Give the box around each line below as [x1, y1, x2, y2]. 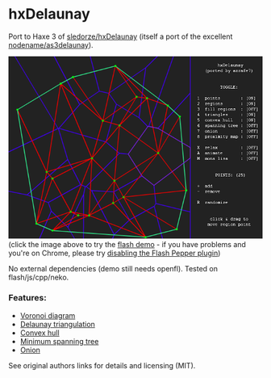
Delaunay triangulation [19, 319, 95, 329]
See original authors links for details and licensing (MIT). [8, 360, 196, 370]
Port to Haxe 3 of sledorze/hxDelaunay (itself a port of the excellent [8, 31, 233, 41]
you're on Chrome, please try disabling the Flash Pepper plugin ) [8, 248, 221, 258]
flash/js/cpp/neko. [8, 272, 69, 282]
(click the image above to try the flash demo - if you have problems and [8, 239, 246, 249]
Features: [8, 292, 47, 304]
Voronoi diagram [19, 310, 76, 320]
